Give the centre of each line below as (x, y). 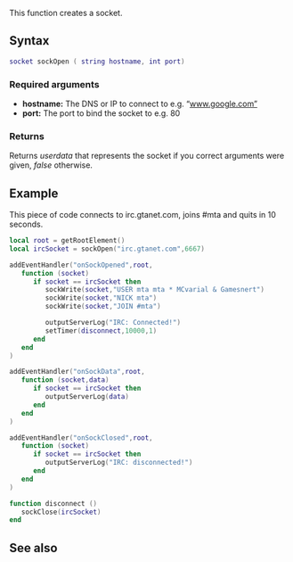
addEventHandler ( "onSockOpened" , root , (81, 265)
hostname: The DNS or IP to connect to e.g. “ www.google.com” (140, 103)
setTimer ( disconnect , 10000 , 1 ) (101, 331)
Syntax (29, 41)
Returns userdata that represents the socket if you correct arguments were (147, 156)
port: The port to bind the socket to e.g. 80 (101, 113)
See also (33, 548)
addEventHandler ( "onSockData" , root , (77, 372)
